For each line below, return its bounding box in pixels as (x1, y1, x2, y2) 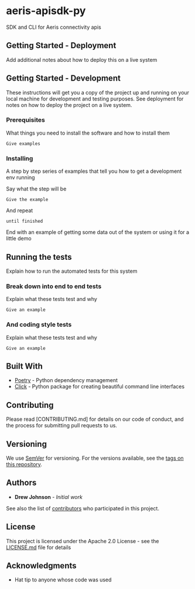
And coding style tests (6, 320, 72, 329)
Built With (6, 361, 43, 371)
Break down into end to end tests (6, 282, 102, 290)
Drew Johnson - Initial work (14, 493, 83, 500)
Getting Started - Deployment (6, 41, 117, 51)
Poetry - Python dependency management (14, 377, 118, 384)
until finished (6, 219, 43, 225)
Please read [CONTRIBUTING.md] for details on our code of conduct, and (6, 416, 184, 423)
